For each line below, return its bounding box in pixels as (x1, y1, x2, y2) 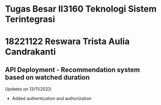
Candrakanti (5, 46, 56, 57)
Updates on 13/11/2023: (5, 86, 52, 92)
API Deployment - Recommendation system (5, 66, 140, 74)
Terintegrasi (5, 14, 55, 25)
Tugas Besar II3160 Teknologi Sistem (5, 3, 157, 15)
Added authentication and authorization (12, 96, 92, 102)
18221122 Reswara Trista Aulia (5, 36, 130, 47)
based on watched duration (5, 73, 90, 81)
